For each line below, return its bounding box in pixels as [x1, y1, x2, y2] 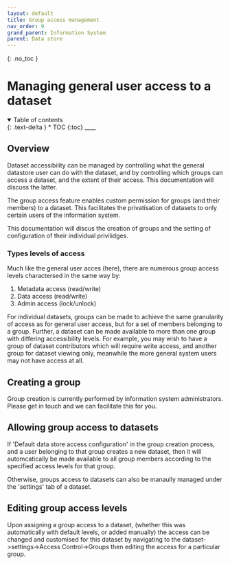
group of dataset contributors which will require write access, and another [7, 342, 218, 350]
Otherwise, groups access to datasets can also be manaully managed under [7, 475, 222, 483]
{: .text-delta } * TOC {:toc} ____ [7, 123, 96, 131]
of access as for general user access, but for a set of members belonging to [7, 320, 222, 328]
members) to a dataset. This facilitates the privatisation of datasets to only [7, 203, 218, 211]
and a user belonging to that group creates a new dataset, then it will [7, 447, 202, 455]
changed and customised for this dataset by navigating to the [7, 535, 181, 543]
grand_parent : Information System [7, 29, 106, 36]
